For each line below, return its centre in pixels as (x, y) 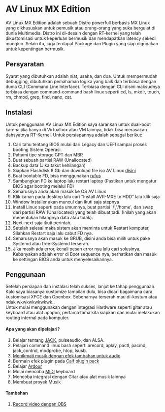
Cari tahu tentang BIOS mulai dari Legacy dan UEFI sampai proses (80, 144)
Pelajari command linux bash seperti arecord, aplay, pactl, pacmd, (80, 345)
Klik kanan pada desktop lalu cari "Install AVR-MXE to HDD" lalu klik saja (86, 196)
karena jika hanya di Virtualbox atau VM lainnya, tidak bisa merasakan (76, 129)
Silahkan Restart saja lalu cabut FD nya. (53, 233)
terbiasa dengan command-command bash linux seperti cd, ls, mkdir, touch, (83, 91)
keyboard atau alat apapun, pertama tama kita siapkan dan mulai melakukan (83, 313)
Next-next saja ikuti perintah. (42, 223)
